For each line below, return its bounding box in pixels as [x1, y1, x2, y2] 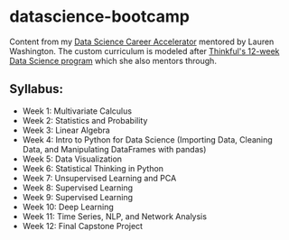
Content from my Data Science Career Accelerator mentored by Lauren [9, 36, 275, 47]
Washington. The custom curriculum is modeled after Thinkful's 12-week [9, 45, 280, 56]
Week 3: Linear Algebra [22, 125, 110, 135]
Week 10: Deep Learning [22, 201, 115, 212]
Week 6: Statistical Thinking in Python [22, 162, 164, 173]
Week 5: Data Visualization [22, 153, 123, 164]
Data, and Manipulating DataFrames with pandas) [22, 143, 207, 154]
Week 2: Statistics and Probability [22, 115, 148, 125]
